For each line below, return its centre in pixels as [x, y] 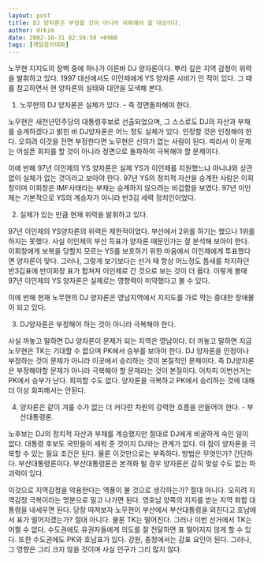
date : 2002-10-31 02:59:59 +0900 [63, 38]
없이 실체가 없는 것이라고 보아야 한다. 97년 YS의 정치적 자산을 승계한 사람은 [124, 178]
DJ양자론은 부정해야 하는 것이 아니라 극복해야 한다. [98, 324]
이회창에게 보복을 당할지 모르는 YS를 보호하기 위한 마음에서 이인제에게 [116, 251]
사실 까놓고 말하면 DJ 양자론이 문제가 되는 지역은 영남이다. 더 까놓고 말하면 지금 [130, 341]
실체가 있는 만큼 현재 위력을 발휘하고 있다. [84, 215]
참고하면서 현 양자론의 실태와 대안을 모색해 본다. [90, 88]
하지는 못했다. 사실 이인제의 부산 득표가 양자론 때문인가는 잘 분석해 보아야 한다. [129, 241]
